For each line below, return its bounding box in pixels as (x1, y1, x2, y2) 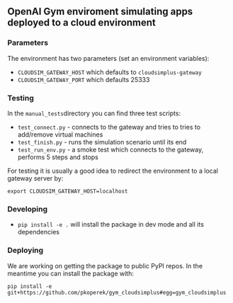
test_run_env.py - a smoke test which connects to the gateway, (17, 145, 204, 154)
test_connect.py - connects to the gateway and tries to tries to (17, 122, 200, 131)
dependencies (17, 228, 60, 236)
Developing (7, 204, 48, 214)
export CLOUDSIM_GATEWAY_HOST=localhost (7, 188, 129, 195)
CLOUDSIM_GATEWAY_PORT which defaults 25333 (17, 75, 150, 84)
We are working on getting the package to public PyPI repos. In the (7, 261, 203, 270)
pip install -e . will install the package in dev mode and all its (17, 220, 204, 229)
